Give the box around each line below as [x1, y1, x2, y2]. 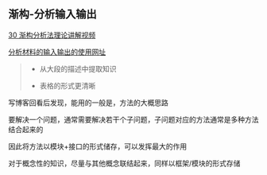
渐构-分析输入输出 [8, 7, 97, 21]
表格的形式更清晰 [39, 80, 96, 90]
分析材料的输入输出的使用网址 [8, 47, 106, 56]
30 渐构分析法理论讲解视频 [8, 30, 96, 40]
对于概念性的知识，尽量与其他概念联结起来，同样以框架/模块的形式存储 [8, 158, 241, 168]
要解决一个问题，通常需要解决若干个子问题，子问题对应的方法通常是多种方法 [8, 115, 259, 124]
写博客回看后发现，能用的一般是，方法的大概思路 [8, 98, 168, 107]
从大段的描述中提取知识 [39, 64, 117, 73]
